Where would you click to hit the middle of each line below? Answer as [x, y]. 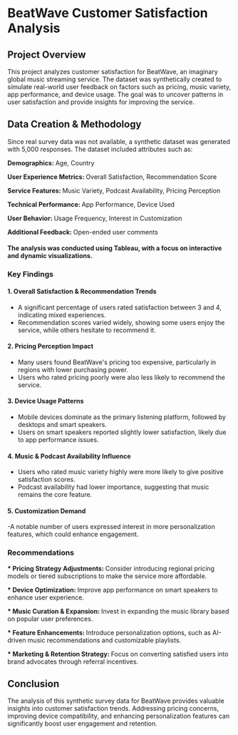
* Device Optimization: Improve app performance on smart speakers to [113, 590]
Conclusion [33, 684]
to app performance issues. [58, 439]
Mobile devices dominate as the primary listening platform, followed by [122, 417]
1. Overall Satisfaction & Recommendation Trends [82, 291]
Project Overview [47, 55]
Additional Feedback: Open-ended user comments [83, 232]
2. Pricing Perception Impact [51, 346]
